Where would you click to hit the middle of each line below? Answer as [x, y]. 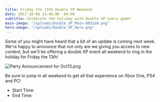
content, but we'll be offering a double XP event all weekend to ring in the [79, 52]
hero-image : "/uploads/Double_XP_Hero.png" [50, 28]
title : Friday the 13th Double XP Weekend [49, 9]
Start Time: [23, 90]
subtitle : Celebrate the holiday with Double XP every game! [68, 18]
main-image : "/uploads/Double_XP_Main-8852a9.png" [57, 23]
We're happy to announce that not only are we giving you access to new [77, 47]
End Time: [22, 96]
